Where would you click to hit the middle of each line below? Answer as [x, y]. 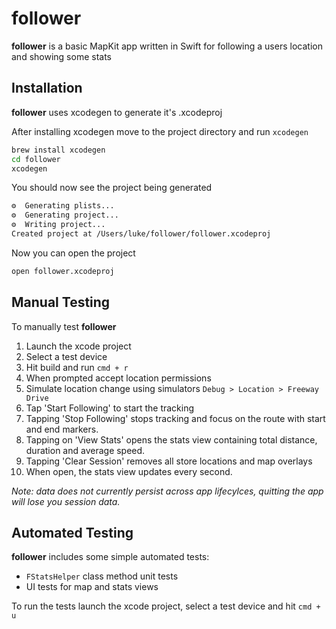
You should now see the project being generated [112, 188]
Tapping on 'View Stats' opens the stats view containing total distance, [171, 439]
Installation [47, 88]
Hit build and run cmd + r [77, 367]
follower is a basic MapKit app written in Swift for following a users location [167, 46]
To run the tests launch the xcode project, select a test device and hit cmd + [166, 606]
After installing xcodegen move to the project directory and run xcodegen [160, 131]
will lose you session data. [66, 501]
